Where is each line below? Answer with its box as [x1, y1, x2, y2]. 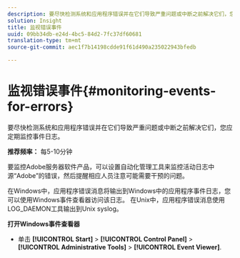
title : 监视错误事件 [7, 24, 62, 31]
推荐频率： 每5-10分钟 [7, 147, 73, 156]
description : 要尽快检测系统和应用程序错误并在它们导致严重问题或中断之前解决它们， [7, 10, 230, 18]
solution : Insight [7, 17, 62, 24]
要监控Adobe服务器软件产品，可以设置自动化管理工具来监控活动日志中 [7, 162, 215, 171]
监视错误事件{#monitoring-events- [7, 83, 216, 99]
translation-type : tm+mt [7, 37, 81, 44]
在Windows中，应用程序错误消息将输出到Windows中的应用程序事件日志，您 [7, 187, 231, 195]
